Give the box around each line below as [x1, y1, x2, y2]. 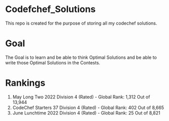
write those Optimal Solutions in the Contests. [5, 59, 100, 66]
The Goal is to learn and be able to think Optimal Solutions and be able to [5, 54, 157, 60]
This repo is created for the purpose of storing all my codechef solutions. [5, 20, 157, 26]
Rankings [5, 77, 45, 89]
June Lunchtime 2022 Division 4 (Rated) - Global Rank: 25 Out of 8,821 [12, 109, 160, 116]
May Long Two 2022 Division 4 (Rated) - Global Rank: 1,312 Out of [12, 94, 150, 100]
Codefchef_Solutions [5, 4, 96, 15]
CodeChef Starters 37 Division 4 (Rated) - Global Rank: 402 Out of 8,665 [12, 104, 164, 110]
